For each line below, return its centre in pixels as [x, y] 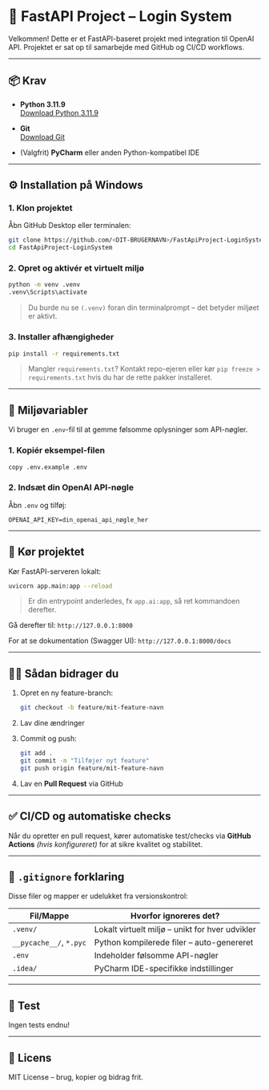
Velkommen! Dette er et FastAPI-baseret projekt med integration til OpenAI [131, 39]
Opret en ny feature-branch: [66, 693]
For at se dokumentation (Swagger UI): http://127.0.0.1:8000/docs [120, 641]
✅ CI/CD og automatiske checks [90, 817]
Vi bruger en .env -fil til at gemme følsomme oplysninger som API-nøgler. [128, 429]
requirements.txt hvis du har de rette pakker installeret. [120, 377]
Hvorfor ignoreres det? [175, 916]
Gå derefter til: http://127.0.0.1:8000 [71, 625]
